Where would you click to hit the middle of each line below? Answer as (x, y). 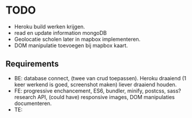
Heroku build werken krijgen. (50, 27)
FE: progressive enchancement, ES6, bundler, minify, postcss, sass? (98, 91)
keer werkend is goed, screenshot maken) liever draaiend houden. (95, 84)
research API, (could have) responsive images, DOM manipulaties (94, 97)
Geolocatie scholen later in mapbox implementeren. (77, 39)
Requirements (32, 64)
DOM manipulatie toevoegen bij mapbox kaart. (71, 45)
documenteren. (33, 103)
